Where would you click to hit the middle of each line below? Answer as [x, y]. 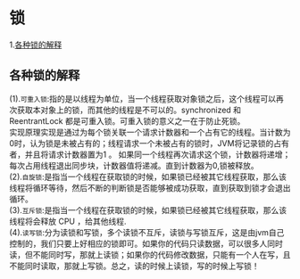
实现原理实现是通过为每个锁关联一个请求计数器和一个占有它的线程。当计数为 [150, 132]
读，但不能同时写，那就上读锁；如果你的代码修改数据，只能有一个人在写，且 [150, 254]
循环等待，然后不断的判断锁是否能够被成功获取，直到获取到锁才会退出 [162, 187]
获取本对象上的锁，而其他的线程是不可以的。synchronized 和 [129, 110]
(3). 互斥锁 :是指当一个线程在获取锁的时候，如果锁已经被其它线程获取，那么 [144, 209]
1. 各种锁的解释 [36, 45]
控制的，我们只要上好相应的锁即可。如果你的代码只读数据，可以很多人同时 [146, 243]
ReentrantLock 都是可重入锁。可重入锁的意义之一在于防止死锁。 [127, 120]
